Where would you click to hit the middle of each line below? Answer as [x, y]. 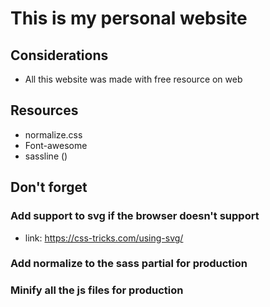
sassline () [46, 156]
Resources [44, 110]
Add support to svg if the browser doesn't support [135, 216]
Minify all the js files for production [97, 290]
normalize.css [53, 134]
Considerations [59, 55]
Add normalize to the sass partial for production [129, 264]
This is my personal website [129, 18]
